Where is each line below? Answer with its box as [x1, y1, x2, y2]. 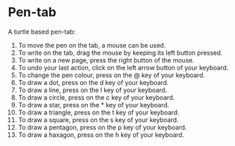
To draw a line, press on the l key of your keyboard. [18, 86, 167, 94]
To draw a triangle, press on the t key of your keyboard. [18, 108, 180, 117]
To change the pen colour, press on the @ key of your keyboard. [18, 71, 205, 79]
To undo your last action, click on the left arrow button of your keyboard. [18, 63, 229, 72]
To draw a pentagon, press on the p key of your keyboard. [18, 123, 187, 131]
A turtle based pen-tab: [8, 27, 76, 36]
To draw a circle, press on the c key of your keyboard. [18, 93, 175, 102]
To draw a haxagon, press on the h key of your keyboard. [18, 131, 184, 139]
